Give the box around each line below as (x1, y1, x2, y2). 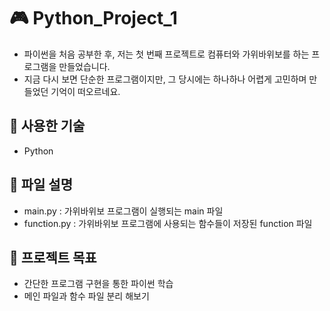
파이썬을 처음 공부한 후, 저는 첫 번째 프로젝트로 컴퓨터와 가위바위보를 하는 (23, 48, 310, 60)
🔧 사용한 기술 (9, 118, 86, 135)
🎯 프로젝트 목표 (9, 249, 97, 266)
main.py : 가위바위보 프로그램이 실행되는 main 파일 (23, 205, 224, 217)
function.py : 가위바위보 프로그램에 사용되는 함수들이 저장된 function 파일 (23, 217, 313, 229)
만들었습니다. (58, 60, 111, 72)
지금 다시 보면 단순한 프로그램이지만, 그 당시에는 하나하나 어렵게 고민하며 (23, 73, 307, 85)
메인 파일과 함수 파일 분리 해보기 (23, 290, 150, 302)
